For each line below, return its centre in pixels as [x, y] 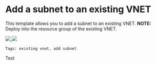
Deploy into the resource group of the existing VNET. [61, 28]
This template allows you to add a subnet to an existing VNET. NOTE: [78, 23]
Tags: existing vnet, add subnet [41, 48]
